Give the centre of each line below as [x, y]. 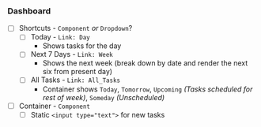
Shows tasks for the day [82, 46]
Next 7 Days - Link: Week [72, 54]
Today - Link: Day [60, 37]
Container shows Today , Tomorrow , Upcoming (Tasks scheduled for [148, 89]
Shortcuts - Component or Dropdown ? [76, 28]
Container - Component [55, 106]
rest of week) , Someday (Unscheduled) [104, 97]
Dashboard [29, 11]
